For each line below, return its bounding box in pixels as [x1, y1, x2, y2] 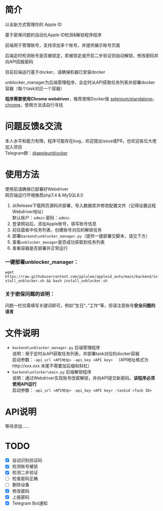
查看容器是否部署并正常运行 [12, 245, 68, 251]
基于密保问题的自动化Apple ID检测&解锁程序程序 [5, 32, 102, 38]
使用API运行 [12, 381, 37, 387]
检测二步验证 [12, 470, 38, 475]
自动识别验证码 [12, 457, 42, 463]
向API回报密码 [5, 59, 34, 64]
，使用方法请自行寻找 [20, 102, 63, 108]
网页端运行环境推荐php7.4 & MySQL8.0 [5, 192, 84, 198]
